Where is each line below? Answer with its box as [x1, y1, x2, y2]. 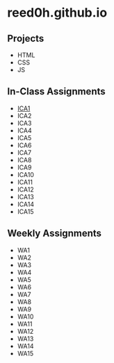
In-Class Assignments [7, 85, 106, 98]
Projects [7, 33, 44, 44]
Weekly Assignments [7, 228, 102, 239]
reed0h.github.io [7, 5, 108, 21]
